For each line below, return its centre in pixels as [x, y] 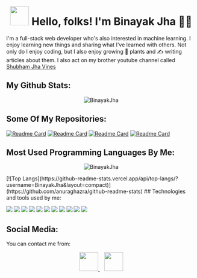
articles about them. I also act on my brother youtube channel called [91, 60]
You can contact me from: [39, 244]
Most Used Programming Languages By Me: [91, 152]
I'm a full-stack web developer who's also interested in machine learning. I [98, 38]
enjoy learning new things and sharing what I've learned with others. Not [96, 45]
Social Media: [32, 229]
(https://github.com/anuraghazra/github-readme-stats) [74, 191]
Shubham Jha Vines [31, 66]
